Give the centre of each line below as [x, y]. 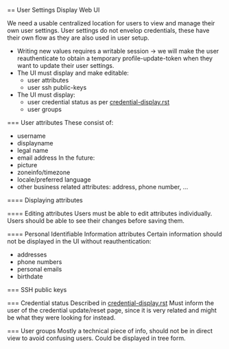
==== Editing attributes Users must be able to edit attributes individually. [110, 213]
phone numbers [39, 262]
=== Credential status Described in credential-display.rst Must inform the [111, 303]
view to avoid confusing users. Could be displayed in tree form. [97, 338]
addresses [32, 254]
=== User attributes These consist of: [60, 122]
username [31, 136]
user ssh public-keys [57, 87]
